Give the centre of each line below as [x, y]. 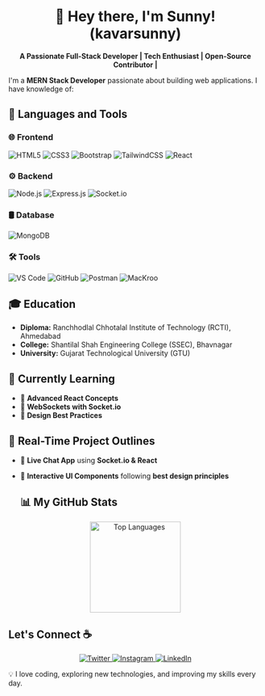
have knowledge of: [41, 89]
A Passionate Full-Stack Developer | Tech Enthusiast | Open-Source [135, 56]
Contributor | [135, 65]
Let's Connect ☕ [50, 635]
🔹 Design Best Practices [61, 415]
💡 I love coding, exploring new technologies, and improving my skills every [132, 673]
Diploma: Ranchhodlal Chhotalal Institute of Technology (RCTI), [125, 327]
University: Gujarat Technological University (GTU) [105, 353]
